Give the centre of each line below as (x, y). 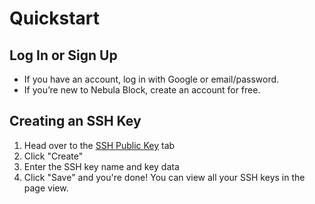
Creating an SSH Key (75, 121)
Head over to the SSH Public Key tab (99, 145)
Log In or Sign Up (63, 55)
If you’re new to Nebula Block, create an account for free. (142, 90)
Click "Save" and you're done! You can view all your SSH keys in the (164, 177)
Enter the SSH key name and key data (101, 166)
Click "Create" (53, 156)
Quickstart (55, 18)
